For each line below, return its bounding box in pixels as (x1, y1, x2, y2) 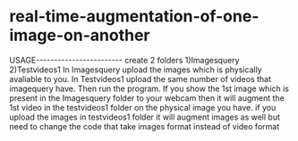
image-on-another (9, 25, 150, 46)
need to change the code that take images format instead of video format (9, 120, 280, 131)
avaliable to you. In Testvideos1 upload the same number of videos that (9, 73, 271, 84)
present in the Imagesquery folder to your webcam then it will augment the (9, 92, 285, 104)
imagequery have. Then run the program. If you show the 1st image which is (9, 83, 289, 94)
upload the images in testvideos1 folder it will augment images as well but (9, 112, 280, 122)
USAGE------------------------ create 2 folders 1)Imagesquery (9, 54, 240, 65)
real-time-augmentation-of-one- (9, 6, 260, 27)
